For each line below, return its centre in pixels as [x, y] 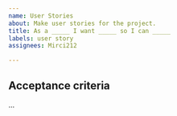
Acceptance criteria [59, 85]
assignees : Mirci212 [43, 46]
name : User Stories [41, 16]
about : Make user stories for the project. [82, 23]
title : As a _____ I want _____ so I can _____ [90, 31]
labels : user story [41, 38]
